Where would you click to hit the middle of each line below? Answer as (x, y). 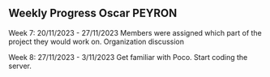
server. (20, 66)
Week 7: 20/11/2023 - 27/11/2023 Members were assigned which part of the (135, 32)
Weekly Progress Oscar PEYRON (93, 13)
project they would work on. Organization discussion (96, 41)
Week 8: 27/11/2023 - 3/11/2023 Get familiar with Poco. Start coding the (128, 57)
